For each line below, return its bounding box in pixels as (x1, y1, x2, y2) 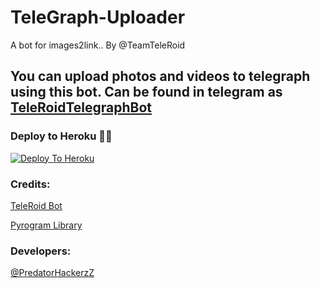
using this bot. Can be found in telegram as (10, 84, 283, 101)
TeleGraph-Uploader (10, 6, 186, 29)
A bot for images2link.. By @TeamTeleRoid (10, 39, 186, 51)
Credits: (10, 177, 51, 191)
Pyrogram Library (10, 219, 83, 231)
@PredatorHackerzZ (10, 267, 95, 279)
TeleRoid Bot (10, 199, 63, 211)
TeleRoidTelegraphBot (10, 99, 153, 116)
